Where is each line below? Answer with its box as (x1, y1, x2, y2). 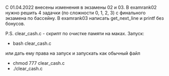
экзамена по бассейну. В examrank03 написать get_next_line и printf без (5, 15, 164, 21)
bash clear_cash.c (12, 40, 51, 46)
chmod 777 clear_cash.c (12, 60, 65, 66)
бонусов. (5, 20, 25, 27)
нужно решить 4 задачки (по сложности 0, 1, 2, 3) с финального (5, 10, 146, 16)
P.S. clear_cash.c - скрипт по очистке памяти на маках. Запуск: (5, 31, 145, 36)
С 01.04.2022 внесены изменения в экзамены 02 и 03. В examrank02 (5, 5, 157, 10)
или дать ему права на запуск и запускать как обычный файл (5, 50, 140, 56)
